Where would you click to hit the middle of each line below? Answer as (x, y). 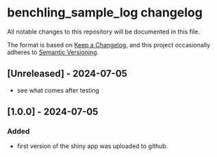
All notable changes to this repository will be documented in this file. (104, 32)
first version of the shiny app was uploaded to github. (92, 146)
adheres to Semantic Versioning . (53, 52)
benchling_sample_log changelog (105, 13)
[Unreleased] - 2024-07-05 (67, 74)
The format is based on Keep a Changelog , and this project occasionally (109, 45)
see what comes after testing (58, 90)
